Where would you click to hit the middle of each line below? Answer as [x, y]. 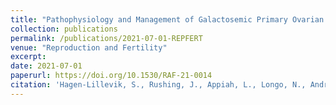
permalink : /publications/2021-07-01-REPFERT [106, 38]
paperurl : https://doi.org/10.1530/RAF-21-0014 [111, 76]
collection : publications [64, 29]
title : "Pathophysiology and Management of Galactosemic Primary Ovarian [167, 19]
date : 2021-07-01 [46, 66]
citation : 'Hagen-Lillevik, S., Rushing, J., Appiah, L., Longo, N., [158, 85]
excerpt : [28, 57]
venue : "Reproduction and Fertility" [89, 47]
